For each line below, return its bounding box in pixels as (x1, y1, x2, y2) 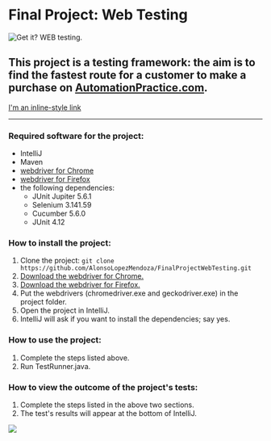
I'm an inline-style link (8, 103, 81, 112)
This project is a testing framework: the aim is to (8, 56, 256, 69)
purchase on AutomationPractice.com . (8, 81, 208, 94)
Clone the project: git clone (19, 256, 115, 266)
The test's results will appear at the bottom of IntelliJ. (19, 408, 198, 418)
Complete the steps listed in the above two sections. (19, 400, 195, 409)
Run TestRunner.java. (19, 361, 91, 371)
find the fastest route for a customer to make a (8, 69, 247, 82)
